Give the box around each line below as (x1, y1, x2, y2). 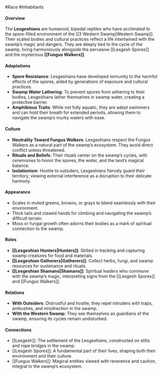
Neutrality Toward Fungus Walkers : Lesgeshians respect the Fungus (12, 137, 151, 143)
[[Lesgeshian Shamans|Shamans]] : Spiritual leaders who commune (12, 268, 149, 274)
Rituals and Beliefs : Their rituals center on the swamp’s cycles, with (12, 152, 147, 158)
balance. (12, 163, 30, 168)
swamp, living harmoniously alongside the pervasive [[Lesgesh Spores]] (5, 47, 149, 52)
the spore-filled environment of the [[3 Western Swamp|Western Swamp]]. (5, 31, 154, 37)
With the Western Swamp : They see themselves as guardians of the (12, 310, 149, 317)
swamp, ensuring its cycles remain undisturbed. (12, 316, 108, 322)
